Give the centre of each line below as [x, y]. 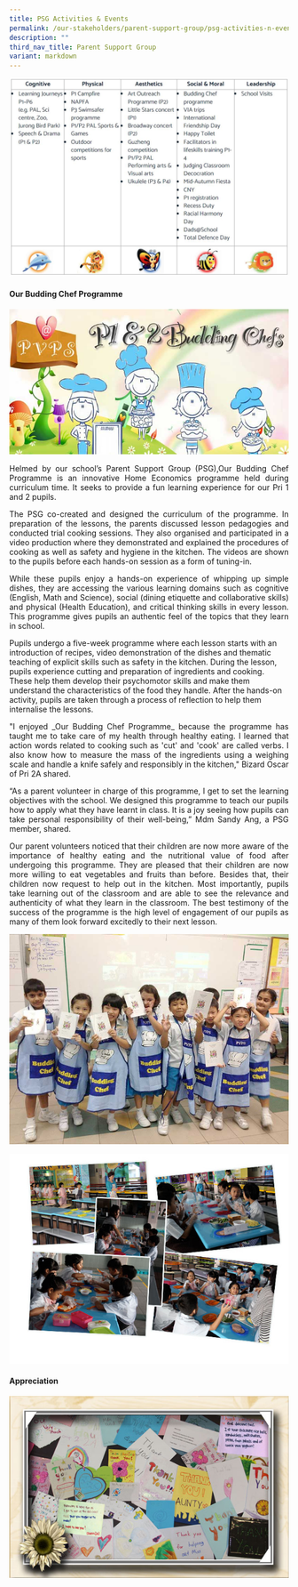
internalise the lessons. [51, 709]
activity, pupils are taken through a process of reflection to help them [135, 699]
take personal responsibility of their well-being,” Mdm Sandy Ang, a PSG [149, 819]
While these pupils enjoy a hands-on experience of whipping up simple [149, 578]
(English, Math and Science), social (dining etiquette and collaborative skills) [149, 597]
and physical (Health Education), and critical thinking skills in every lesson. [149, 607]
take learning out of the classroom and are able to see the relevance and [149, 893]
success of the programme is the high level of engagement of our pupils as [149, 912]
